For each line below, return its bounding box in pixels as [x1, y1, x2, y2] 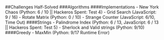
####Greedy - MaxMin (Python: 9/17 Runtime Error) [5, 30, 110, 35]
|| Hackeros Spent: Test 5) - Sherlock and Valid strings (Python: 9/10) [5, 25, 145, 30]
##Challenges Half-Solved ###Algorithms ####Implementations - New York [5, 4, 159, 10]
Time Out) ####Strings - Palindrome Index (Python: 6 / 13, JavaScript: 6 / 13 [5, 19, 159, 25]
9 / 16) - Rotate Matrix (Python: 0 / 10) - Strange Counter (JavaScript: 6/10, [5, 14, 156, 20]
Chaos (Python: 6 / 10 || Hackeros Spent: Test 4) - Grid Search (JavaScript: [5, 9, 157, 15]
